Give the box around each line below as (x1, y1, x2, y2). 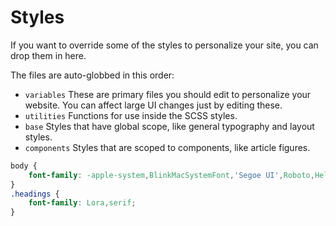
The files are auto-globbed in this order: (10, 69, 175, 81)
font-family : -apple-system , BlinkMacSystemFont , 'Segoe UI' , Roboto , (28, 170, 315, 180)
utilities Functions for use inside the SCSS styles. (24, 109, 238, 121)
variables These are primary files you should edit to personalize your (24, 88, 312, 100)
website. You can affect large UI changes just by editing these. (24, 99, 283, 111)
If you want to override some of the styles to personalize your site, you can (10, 39, 319, 51)
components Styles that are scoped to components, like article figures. (24, 141, 311, 153)
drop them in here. (10, 49, 87, 61)
